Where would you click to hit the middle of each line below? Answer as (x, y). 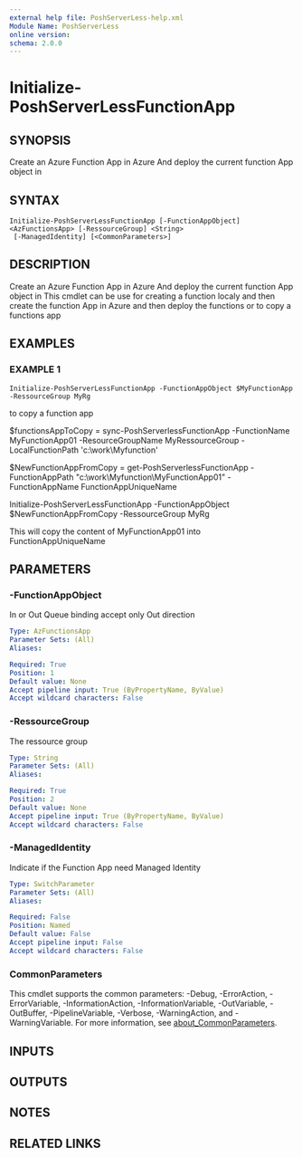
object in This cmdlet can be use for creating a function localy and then (142, 296)
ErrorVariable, (35, 1004)
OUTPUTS (38, 1081)
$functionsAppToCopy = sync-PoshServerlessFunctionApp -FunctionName (150, 430)
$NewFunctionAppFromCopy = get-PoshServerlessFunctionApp (129, 467)
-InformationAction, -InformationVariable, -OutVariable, (165, 1004)
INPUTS (32, 1051)
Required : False (40, 917)
